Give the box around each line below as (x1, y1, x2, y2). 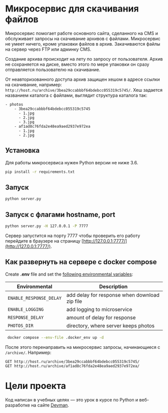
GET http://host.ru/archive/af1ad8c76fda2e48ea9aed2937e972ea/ (5, 363, 140, 368)
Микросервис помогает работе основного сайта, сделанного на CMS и (5, 30, 158, 36)
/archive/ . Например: (5, 349, 51, 355)
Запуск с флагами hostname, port (5, 210, 115, 219)
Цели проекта (5, 380, 66, 391)
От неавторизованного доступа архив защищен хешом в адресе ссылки (5, 76, 160, 82)
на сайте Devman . (30, 402, 69, 408)
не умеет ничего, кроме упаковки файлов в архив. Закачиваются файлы (5, 41, 160, 47)
